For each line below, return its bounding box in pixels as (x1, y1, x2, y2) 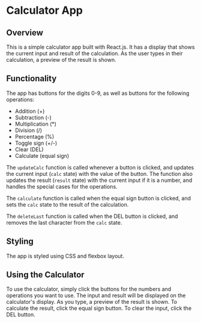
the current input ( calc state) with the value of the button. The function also (6, 170, 193, 177)
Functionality (6, 73, 57, 84)
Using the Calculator (6, 270, 85, 280)
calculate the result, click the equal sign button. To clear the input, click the (6, 304, 192, 312)
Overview (6, 28, 44, 38)
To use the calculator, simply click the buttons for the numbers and (6, 286, 172, 293)
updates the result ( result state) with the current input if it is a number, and (6, 177, 193, 184)
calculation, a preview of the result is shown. (6, 56, 117, 63)
